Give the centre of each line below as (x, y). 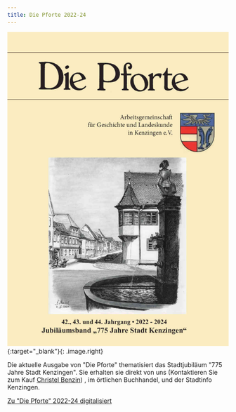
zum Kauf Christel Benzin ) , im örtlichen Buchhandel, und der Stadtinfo (110, 380)
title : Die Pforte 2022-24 (47, 15)
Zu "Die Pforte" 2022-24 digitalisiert (60, 401)
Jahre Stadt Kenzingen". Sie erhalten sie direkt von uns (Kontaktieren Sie (112, 373)
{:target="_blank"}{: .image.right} (55, 352)
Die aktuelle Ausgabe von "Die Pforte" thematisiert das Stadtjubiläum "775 (115, 365)
